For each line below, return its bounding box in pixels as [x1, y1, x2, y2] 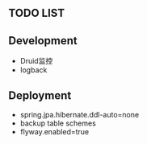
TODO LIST [8, 6, 65, 20]
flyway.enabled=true [19, 127, 90, 137]
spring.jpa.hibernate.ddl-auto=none [19, 110, 140, 120]
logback [19, 65, 48, 75]
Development [8, 34, 78, 47]
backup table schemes [19, 118, 97, 128]
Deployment [8, 88, 72, 102]
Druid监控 [19, 56, 53, 66]
